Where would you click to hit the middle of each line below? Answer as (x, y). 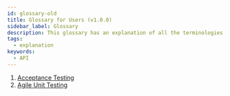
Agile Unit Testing (42, 85)
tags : (15, 39)
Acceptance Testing (45, 77)
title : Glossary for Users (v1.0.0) (60, 20)
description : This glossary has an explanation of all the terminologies (115, 33)
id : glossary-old (32, 13)
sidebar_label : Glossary (43, 26)
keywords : (21, 52)
